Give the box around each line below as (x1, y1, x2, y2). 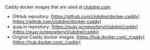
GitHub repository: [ (12, 14, 53, 19)
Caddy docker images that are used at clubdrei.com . (5, 4, 112, 10)
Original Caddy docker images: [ (12, 34, 78, 40)
